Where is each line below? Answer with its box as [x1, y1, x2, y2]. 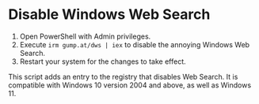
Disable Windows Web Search [8, 6, 211, 24]
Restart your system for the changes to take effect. [19, 57, 186, 66]
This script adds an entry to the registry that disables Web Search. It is [8, 72, 238, 81]
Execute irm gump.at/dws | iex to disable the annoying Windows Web [19, 39, 250, 49]
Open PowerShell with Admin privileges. [19, 32, 151, 41]
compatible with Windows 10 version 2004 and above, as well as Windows [8, 80, 252, 90]
